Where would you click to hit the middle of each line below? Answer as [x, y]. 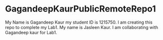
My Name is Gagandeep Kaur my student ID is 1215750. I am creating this [79, 22]
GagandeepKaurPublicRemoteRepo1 [81, 9]
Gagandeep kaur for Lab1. [31, 32]
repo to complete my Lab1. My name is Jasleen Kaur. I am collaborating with [81, 27]
